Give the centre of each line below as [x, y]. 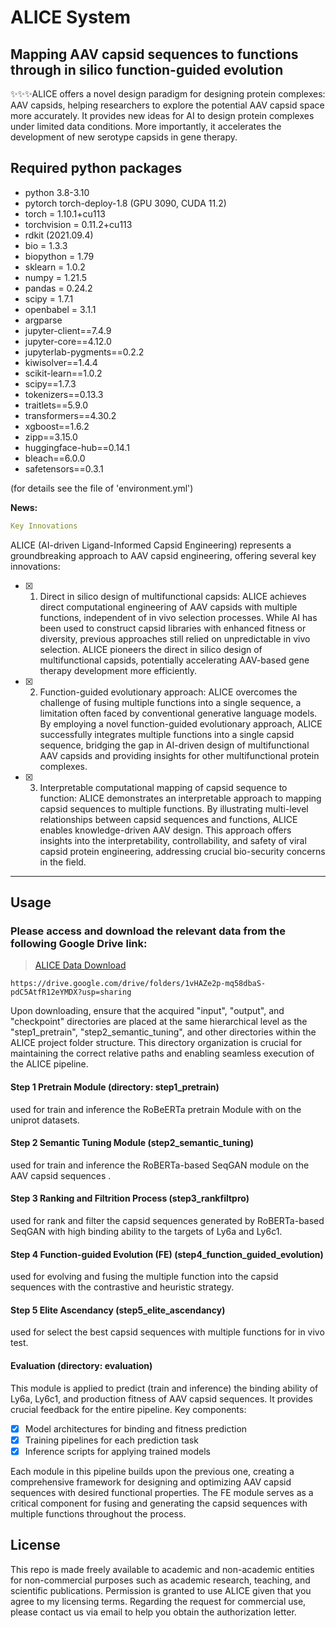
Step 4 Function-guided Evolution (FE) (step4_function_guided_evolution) [167, 1254]
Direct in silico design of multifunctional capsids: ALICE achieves [173, 596]
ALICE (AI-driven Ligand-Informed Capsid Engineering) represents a [151, 545]
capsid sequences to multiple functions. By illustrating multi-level [174, 808]
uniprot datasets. [45, 1120]
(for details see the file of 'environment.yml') [102, 488]
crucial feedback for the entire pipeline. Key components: [128, 1409]
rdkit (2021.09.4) [59, 235]
